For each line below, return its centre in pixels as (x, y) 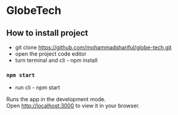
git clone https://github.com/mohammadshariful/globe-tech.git (93, 47)
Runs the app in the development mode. (56, 99)
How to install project (47, 33)
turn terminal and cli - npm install (56, 60)
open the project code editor (51, 54)
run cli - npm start (38, 88)
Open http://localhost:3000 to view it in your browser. (73, 106)
